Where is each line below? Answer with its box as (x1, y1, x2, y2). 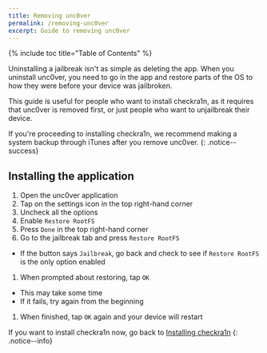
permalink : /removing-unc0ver (8, 19, 110, 27)
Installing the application (8, 169, 134, 183)
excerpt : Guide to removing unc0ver (8, 26, 130, 34)
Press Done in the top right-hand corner (19, 225, 149, 235)
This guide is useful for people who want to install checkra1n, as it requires (8, 97, 254, 106)
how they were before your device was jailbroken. (8, 81, 173, 90)
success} (8, 146, 39, 156)
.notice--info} (8, 336, 54, 346)
